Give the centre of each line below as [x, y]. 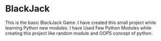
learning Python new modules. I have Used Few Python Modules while [78, 27]
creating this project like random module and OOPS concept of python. [79, 33]
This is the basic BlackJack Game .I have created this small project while [81, 22]
